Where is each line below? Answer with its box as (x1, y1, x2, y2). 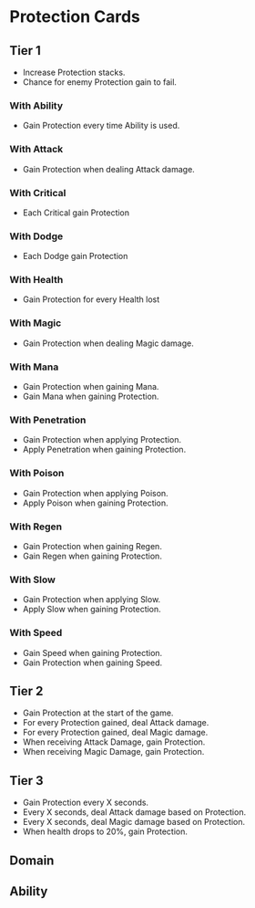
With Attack (9, 143, 64, 156)
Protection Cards (9, 6, 141, 27)
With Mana (9, 360, 59, 373)
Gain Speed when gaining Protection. (22, 647, 163, 658)
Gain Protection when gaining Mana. (22, 381, 159, 392)
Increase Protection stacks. (22, 67, 126, 78)
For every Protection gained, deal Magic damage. (22, 727, 209, 738)
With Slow (9, 573, 56, 586)
